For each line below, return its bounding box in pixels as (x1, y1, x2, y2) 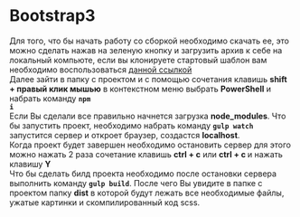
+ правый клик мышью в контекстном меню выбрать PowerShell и (9, 83, 271, 94)
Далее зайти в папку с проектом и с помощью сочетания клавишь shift (9, 73, 287, 84)
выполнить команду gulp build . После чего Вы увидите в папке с (9, 177, 263, 188)
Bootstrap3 (9, 5, 96, 26)
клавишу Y (9, 158, 52, 169)
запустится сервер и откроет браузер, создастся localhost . (9, 129, 240, 140)
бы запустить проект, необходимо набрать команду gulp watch (9, 119, 254, 131)
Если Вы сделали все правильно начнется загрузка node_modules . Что (9, 110, 286, 121)
